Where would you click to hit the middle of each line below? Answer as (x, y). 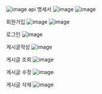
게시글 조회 (19, 59)
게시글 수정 (19, 72)
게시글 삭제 (19, 85)
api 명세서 (40, 9)
